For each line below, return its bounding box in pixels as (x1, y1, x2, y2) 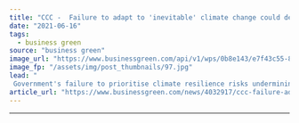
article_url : (9, 87, 58, 96)
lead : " (9, 71, 38, 80)
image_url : (9, 54, 50, 63)
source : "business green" (9, 46, 105, 55)
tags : (9, 29, 29, 38)
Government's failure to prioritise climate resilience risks (12, 79, 249, 88)
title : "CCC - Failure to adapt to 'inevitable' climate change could (9, 12, 280, 22)
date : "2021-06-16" (9, 21, 82, 30)
